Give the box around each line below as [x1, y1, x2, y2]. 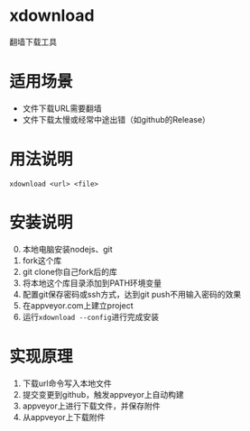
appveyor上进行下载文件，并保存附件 [22, 400, 161, 411]
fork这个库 [22, 254, 62, 266]
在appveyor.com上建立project [22, 299, 134, 311]
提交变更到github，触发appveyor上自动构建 [22, 389, 184, 399]
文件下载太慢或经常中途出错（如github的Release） [22, 114, 210, 124]
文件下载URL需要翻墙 [22, 103, 102, 114]
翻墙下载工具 [9, 36, 57, 47]
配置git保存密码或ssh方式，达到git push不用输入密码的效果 [22, 289, 242, 299]
